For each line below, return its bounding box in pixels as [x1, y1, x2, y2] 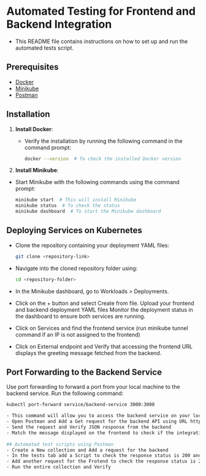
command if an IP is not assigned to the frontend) [15, 331, 141, 338]
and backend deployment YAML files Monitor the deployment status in [15, 305, 193, 313]
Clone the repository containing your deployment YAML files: [15, 241, 170, 249]
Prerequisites [6, 62, 59, 72]
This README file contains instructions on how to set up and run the [15, 37, 188, 45]
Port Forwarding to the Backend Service [6, 367, 162, 378]
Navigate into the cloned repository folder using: [15, 264, 138, 272]
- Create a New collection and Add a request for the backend [6, 447, 169, 453]
